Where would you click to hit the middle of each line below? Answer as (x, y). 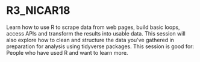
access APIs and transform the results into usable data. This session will (96, 33)
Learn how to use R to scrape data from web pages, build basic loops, (93, 27)
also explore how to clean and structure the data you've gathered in (90, 40)
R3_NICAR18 (38, 11)
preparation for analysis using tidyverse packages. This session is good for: (100, 46)
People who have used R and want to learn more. (67, 52)
